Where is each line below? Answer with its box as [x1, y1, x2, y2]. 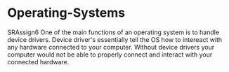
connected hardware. [7, 57, 70, 66]
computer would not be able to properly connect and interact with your [7, 50, 213, 59]
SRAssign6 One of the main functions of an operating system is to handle [7, 28, 220, 36]
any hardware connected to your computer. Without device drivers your [7, 43, 215, 51]
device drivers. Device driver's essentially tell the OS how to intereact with [7, 35, 223, 43]
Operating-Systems [7, 5, 126, 21]
